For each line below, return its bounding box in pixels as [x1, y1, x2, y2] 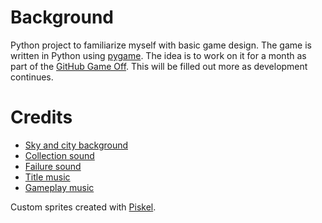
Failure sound [24, 160, 82, 172]
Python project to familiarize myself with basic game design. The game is [10, 39, 312, 51]
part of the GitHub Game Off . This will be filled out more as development [10, 60, 308, 72]
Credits [10, 106, 73, 129]
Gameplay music [24, 181, 95, 193]
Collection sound [24, 149, 95, 161]
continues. [10, 71, 54, 83]
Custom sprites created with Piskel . [10, 201, 157, 213]
